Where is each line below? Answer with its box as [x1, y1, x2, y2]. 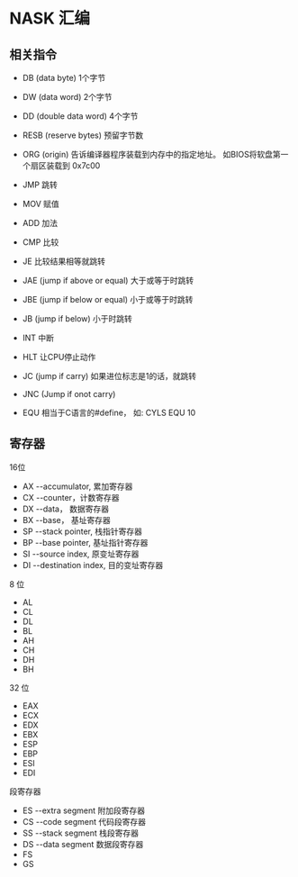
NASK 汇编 [9, 8, 90, 29]
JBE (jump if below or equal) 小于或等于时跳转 [22, 294, 194, 304]
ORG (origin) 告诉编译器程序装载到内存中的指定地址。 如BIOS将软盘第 [22, 149, 281, 159]
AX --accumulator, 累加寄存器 [22, 481, 133, 492]
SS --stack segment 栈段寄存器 [22, 827, 140, 838]
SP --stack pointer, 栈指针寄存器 [22, 526, 142, 537]
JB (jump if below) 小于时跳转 [22, 313, 133, 324]
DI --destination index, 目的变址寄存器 [22, 559, 164, 570]
